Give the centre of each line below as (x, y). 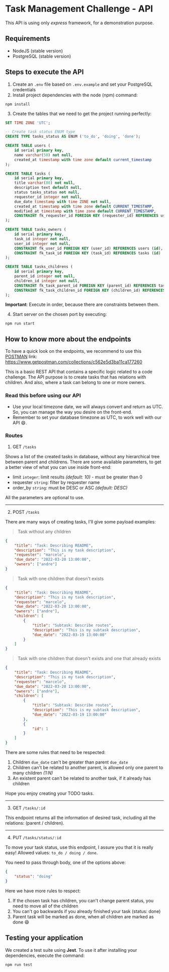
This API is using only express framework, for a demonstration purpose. (80, 23)
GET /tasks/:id (29, 808)
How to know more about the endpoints (68, 339)
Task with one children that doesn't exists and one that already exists (89, 659)
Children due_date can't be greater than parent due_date (70, 762)
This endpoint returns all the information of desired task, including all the (80, 818)
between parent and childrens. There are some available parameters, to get (83, 462)
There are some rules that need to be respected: (55, 752)
